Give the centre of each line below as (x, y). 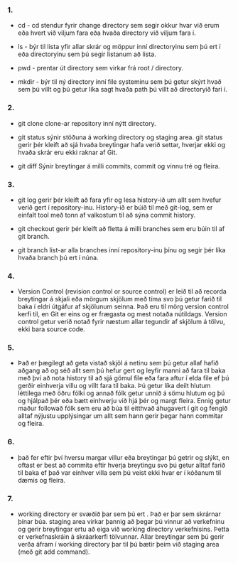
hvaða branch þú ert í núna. (58, 257)
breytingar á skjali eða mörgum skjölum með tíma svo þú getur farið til (120, 299)
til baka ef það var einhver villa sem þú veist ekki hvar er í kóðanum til (119, 472)
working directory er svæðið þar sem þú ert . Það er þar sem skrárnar (119, 514)
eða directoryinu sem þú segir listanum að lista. (87, 54)
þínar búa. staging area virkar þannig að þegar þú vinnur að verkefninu (121, 522)
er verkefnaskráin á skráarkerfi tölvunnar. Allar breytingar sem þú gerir (121, 537)
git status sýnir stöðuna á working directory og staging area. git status (120, 137)
